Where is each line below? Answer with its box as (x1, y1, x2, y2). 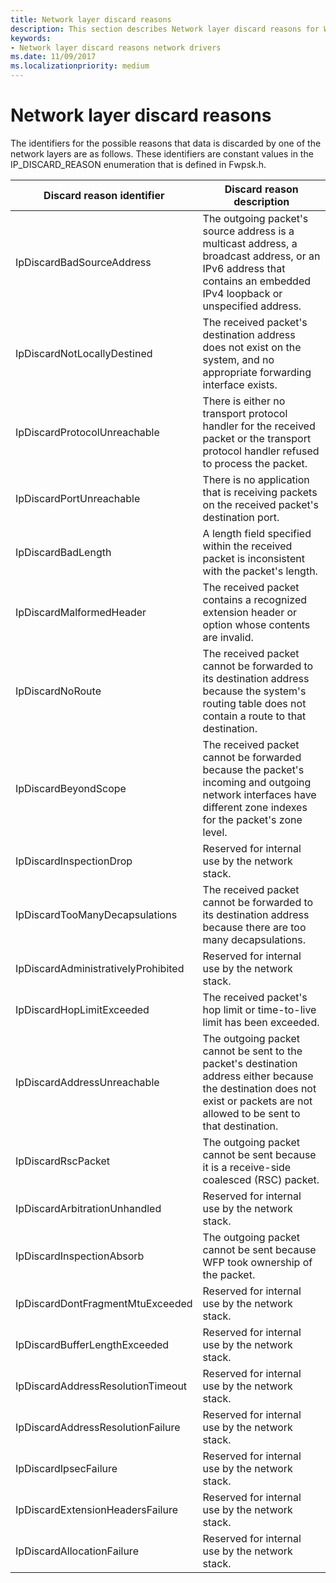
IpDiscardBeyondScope (15, 781, 127, 795)
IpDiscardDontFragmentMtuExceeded (15, 1296, 193, 1310)
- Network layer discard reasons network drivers (10, 42, 222, 53)
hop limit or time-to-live (202, 1002, 317, 1016)
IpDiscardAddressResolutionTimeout (15, 1379, 188, 1393)
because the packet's (202, 762, 305, 776)
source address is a (202, 224, 295, 238)
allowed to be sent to (202, 1106, 301, 1120)
